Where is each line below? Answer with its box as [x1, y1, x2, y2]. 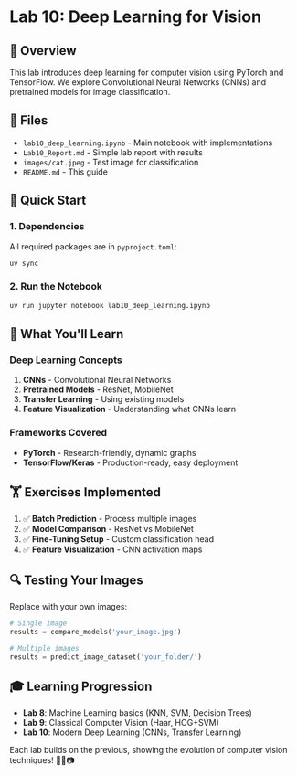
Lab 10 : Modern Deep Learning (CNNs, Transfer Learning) [22, 727, 242, 738]
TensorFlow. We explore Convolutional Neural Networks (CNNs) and [9, 77, 267, 88]
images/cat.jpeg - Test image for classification [22, 156, 199, 167]
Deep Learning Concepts [9, 354, 122, 366]
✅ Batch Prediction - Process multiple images [22, 514, 197, 525]
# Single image [9, 619, 68, 628]
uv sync [9, 259, 39, 268]
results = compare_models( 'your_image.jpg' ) [9, 628, 182, 637]
